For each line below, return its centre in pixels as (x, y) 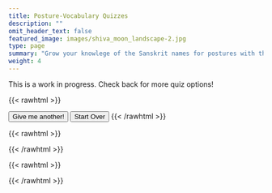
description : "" (36, 24)
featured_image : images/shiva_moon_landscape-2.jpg (97, 39)
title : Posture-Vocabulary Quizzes (68, 16)
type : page (27, 46)
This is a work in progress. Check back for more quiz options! (111, 84)
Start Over (89, 116)
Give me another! (38, 116)
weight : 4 (25, 62)
